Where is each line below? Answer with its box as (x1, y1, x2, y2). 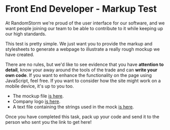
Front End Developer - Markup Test (5, 3, 157, 15)
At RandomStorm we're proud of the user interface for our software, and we (5, 20, 165, 26)
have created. (5, 51, 35, 58)
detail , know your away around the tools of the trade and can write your (5, 67, 158, 73)
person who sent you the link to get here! (5, 119, 92, 125)
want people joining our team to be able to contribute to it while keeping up (5, 25, 163, 31)
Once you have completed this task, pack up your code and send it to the (5, 113, 160, 120)
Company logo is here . (12, 98, 61, 105)
